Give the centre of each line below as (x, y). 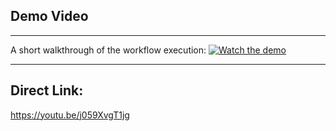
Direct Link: (47, 90)
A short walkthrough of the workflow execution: (108, 50)
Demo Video (49, 16)
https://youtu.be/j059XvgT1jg (70, 115)
